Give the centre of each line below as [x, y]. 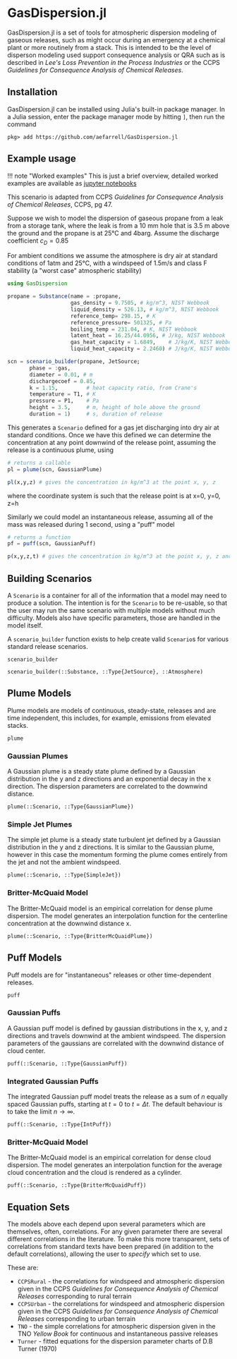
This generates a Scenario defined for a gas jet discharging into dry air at [114, 427]
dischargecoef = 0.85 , [63, 381]
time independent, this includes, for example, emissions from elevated [109, 718]
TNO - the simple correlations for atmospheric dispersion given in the [116, 1327]
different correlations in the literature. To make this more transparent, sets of [119, 1239]
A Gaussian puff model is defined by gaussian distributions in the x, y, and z [117, 1028]
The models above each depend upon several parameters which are [107, 1224]
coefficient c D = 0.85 [38, 241]
